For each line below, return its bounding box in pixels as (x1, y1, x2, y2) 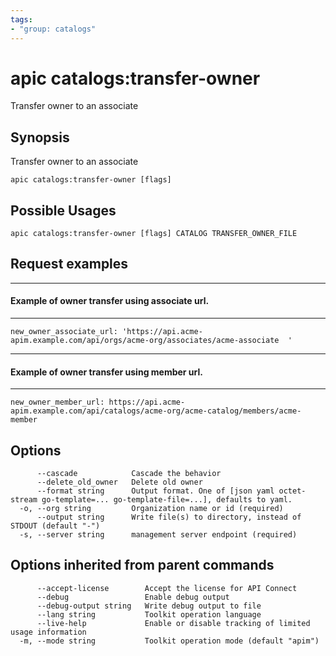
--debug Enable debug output (36, 592, 230, 602)
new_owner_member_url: (10, 397, 105, 408)
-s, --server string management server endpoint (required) (19, 530, 298, 540)
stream (10, 495, 38, 505)
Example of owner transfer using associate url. (10, 295, 210, 307)
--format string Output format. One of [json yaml (36, 486, 275, 496)
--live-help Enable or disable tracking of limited (36, 618, 311, 628)
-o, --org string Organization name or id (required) (19, 504, 284, 514)
